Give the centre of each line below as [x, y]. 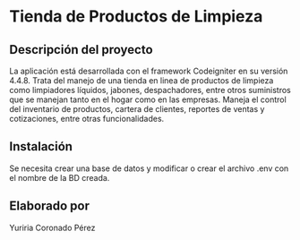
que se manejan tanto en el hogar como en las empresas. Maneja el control [148, 99]
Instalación [41, 146]
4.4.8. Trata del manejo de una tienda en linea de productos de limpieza [141, 81]
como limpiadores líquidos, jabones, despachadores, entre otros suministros [150, 90]
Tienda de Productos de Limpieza [136, 17]
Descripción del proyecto [81, 50]
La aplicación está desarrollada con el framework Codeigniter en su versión [149, 71]
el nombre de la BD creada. [60, 177]
